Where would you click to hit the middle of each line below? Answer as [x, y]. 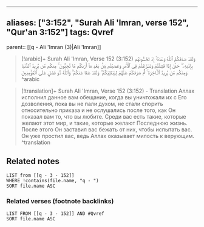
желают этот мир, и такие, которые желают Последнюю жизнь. [104, 123]
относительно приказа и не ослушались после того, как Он [98, 110]
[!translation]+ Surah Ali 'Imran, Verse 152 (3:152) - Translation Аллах [108, 91]
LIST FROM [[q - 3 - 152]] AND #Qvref [55, 213]
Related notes [33, 161]
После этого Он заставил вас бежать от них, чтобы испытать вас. [107, 129]
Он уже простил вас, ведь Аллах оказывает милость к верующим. [108, 136]
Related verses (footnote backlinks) [60, 201]
